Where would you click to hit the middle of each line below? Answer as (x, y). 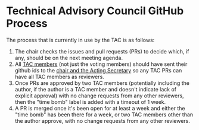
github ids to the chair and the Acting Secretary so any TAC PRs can (98, 70)
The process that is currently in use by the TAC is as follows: (80, 40)
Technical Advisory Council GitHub (95, 11)
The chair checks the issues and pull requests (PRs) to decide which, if (102, 51)
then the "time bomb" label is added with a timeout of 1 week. (90, 102)
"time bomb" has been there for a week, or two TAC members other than (104, 115)
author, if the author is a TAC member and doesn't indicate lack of (96, 89)
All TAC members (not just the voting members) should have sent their (101, 64)
